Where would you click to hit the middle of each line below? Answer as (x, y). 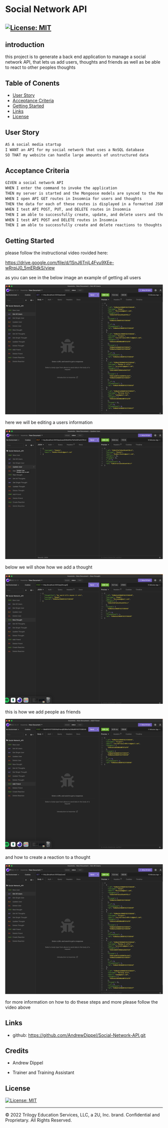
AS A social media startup (33, 145)
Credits (17, 1051)
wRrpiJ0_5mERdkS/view (30, 268)
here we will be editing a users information (49, 422)
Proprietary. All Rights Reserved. (38, 1120)
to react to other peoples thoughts (40, 67)
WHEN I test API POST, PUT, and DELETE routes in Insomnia (68, 209)
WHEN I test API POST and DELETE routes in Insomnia (61, 220)
